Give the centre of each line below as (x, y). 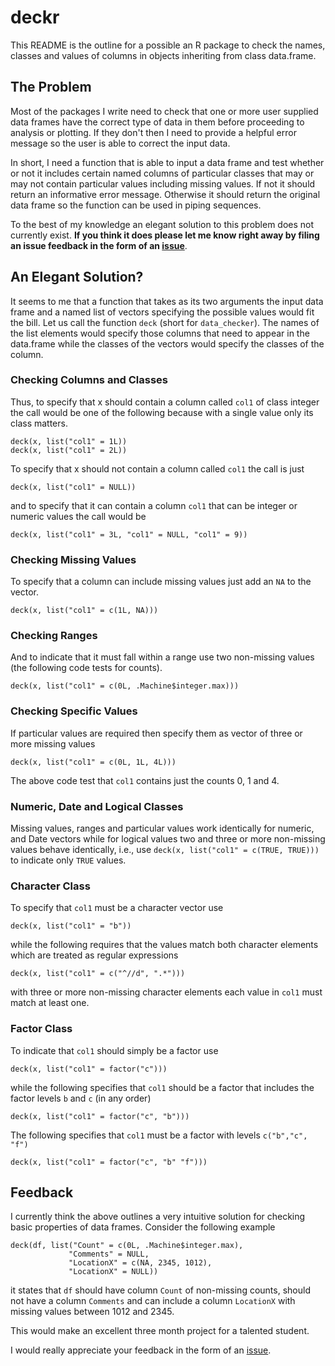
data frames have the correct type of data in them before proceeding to (157, 122)
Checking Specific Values (74, 711)
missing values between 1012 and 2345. (92, 1312)
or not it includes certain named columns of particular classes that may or (162, 173)
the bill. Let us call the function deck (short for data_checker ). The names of (165, 322)
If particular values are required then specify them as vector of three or (156, 733)
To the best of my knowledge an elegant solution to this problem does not (162, 224)
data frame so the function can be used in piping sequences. (136, 205)
